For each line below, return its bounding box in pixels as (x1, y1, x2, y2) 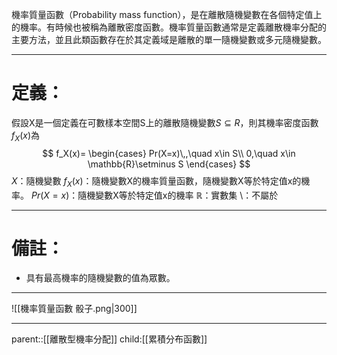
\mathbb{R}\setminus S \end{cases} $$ (87, 158, 251, 170)
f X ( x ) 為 (11, 129, 41, 143)
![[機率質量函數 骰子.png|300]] (11, 303, 138, 315)
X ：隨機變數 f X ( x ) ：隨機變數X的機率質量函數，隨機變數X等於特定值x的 (11, 174, 302, 189)
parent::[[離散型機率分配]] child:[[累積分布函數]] (11, 333, 208, 345)
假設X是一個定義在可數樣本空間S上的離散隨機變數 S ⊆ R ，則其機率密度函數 (11, 116, 319, 128)
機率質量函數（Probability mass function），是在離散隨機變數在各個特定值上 (11, 9, 323, 20)
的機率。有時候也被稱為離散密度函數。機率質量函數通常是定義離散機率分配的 (11, 21, 327, 33)
